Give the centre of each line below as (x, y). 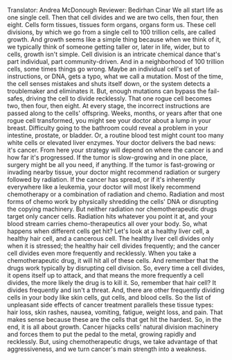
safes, (16, 98)
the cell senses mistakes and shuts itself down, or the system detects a (109, 84)
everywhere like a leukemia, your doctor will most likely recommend (104, 187)
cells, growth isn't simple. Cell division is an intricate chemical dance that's (114, 54)
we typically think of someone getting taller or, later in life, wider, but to (108, 47)
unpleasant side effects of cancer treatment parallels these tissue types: (110, 305)
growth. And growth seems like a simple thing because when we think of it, (114, 40)
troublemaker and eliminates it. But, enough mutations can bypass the (107, 91)
